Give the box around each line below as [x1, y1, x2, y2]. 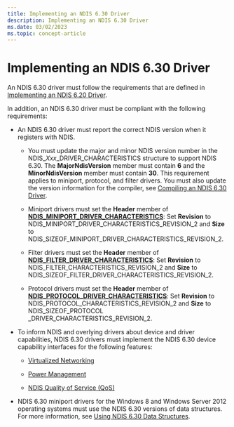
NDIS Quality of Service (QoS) [27, 383, 116, 392]
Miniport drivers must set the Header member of [27, 205, 169, 213]
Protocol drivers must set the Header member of [27, 284, 169, 293]
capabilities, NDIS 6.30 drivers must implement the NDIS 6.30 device [17, 335, 216, 344]
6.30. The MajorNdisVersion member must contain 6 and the [27, 162, 205, 170]
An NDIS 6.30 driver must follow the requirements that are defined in [7, 84, 205, 92]
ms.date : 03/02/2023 [7, 23, 68, 30]
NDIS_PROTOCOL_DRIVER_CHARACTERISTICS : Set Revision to [27, 292, 215, 301]
